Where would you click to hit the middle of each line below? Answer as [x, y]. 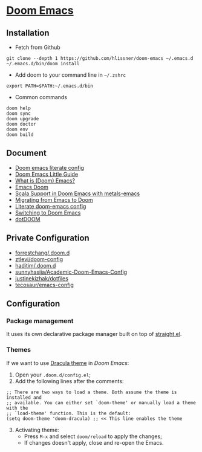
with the [17, 408]
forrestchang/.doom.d [42, 253]
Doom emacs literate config [50, 167]
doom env [17, 129]
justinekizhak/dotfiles [41, 278]
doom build [20, 135]
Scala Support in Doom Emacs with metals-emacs [77, 193]
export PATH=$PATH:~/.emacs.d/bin [50, 86]
